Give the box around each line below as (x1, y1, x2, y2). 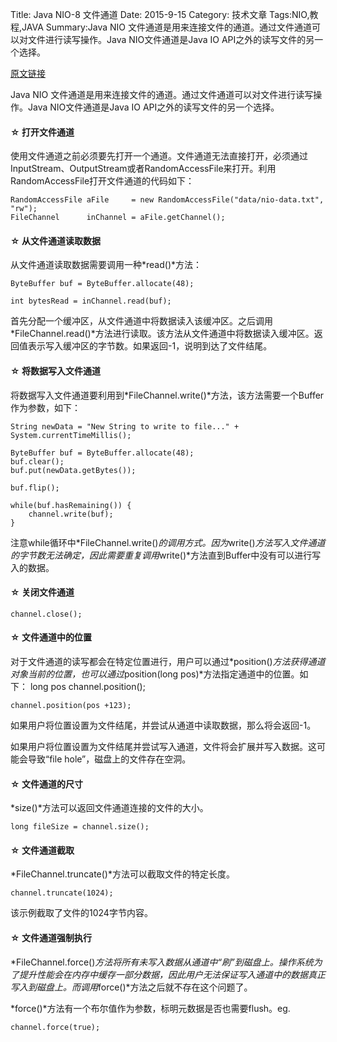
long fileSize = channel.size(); (10, 822, 150, 832)
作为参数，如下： (10, 401, 81, 413)
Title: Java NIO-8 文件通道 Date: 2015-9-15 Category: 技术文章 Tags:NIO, (10, 9, 310, 20)
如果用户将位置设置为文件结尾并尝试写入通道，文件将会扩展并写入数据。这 (10, 741, 317, 753)
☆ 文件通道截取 (10, 844, 75, 856)
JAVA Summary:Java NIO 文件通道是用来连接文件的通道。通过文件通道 (21, 21, 312, 33)
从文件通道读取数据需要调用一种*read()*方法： (10, 259, 203, 271)
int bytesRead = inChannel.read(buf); (10, 296, 172, 307)
